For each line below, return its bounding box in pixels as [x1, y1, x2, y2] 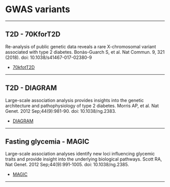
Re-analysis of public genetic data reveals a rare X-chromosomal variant [5, 43, 156, 49]
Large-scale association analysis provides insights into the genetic [5, 97, 144, 103]
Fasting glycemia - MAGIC [5, 137, 90, 146]
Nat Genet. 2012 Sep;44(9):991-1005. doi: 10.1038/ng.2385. [5, 162, 129, 168]
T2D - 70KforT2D [5, 30, 61, 39]
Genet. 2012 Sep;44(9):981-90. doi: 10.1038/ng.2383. [5, 108, 116, 114]
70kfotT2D [12, 64, 35, 70]
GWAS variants [5, 4, 70, 15]
